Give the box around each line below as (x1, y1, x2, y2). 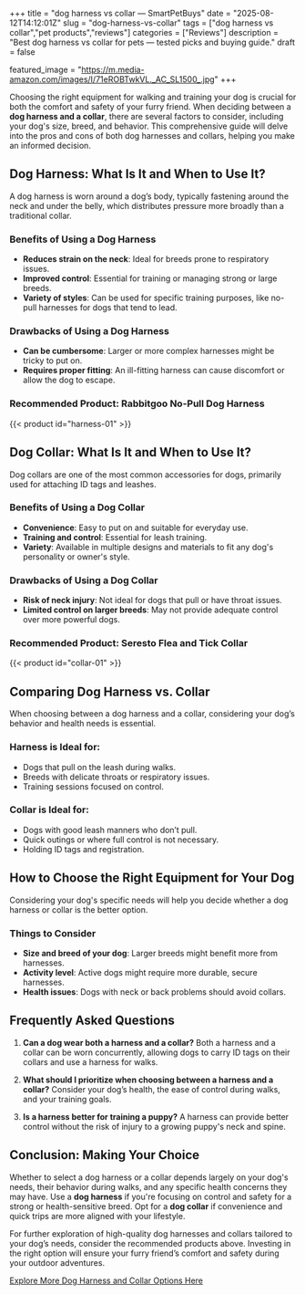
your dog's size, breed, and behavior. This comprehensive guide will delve (9, 120, 289, 131)
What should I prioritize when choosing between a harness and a (22, 1074, 274, 1085)
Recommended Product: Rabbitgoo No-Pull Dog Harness (9, 397, 266, 410)
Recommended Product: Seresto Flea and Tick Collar (9, 637, 249, 650)
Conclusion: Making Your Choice (9, 1147, 200, 1163)
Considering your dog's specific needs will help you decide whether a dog (9, 894, 289, 905)
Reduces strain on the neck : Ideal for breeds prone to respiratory (22, 254, 269, 265)
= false (9, 47, 36, 57)
